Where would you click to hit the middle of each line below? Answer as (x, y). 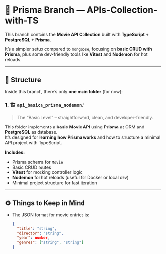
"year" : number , (34, 238)
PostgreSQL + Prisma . (28, 40)
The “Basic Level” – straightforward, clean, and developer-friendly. (85, 118)
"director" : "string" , (40, 233)
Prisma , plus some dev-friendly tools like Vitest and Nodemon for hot (76, 54)
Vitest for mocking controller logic (47, 172)
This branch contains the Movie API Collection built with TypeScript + (77, 34)
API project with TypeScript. (34, 143)
